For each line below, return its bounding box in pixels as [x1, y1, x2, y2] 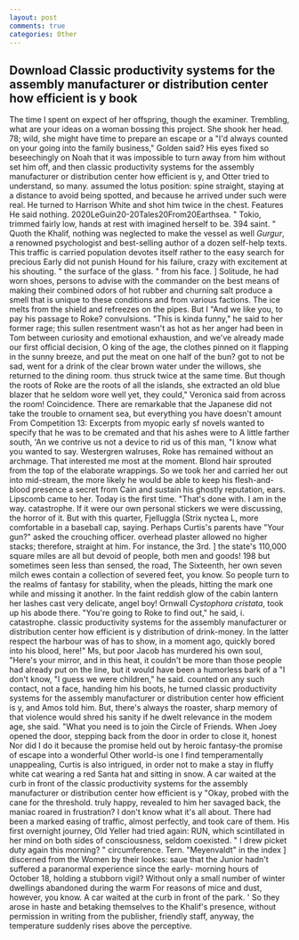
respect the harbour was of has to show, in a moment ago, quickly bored [9, 636, 276, 647]
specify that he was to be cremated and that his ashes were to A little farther [9, 428, 290, 438]
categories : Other [9, 29, 77, 38]
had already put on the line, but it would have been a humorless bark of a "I [9, 664, 286, 675]
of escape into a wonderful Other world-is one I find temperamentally [9, 750, 264, 761]
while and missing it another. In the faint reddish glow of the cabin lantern [9, 588, 279, 599]
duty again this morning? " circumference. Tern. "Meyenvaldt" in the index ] [9, 844, 287, 855]
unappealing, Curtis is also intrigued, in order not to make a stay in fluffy [9, 760, 274, 770]
